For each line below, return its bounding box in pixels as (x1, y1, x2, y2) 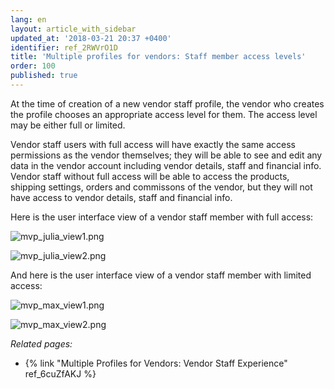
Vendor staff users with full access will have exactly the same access (10, 138, 296, 150)
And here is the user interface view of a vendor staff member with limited (10, 269, 312, 281)
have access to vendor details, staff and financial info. (10, 191, 233, 203)
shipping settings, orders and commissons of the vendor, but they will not (10, 181, 313, 193)
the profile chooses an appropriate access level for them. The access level (10, 108, 318, 120)
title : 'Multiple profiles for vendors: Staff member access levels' (10, 52, 307, 62)
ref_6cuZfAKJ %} (24, 367, 97, 380)
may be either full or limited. (10, 119, 126, 131)
